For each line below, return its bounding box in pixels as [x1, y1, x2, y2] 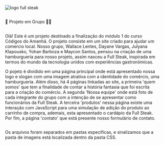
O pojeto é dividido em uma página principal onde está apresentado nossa [5, 68, 155, 74]
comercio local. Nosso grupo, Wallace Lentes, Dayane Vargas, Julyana [5, 43, 148, 49]
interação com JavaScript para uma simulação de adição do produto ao [5, 104, 149, 110]
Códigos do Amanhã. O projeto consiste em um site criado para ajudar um [5, 38, 155, 44]
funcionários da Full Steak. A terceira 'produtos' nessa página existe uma [5, 100, 153, 105]
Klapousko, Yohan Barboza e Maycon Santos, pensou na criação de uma [5, 48, 152, 54]
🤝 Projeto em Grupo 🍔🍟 [5, 19, 52, 25]
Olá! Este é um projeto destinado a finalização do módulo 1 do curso [5, 33, 142, 39]
